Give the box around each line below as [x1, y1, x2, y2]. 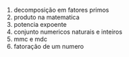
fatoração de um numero [13, 43, 84, 50]
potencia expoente [13, 21, 67, 28]
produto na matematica [13, 13, 80, 21]
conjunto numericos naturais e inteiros [13, 27, 123, 36]
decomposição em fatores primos [13, 6, 110, 14]
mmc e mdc [13, 35, 48, 43]
